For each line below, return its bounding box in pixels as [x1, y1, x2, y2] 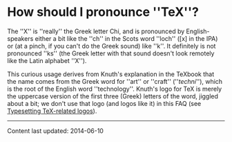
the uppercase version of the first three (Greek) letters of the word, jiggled [7, 91, 219, 100]
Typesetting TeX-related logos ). [7, 107, 97, 115]
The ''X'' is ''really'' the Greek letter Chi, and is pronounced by [7, 27, 185, 35]
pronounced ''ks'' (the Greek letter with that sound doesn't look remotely [7, 49, 215, 57]
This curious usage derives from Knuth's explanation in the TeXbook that [7, 70, 215, 78]
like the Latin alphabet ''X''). [7, 56, 87, 64]
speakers [7, 34, 34, 42]
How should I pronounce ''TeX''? [7, 4, 199, 20]
